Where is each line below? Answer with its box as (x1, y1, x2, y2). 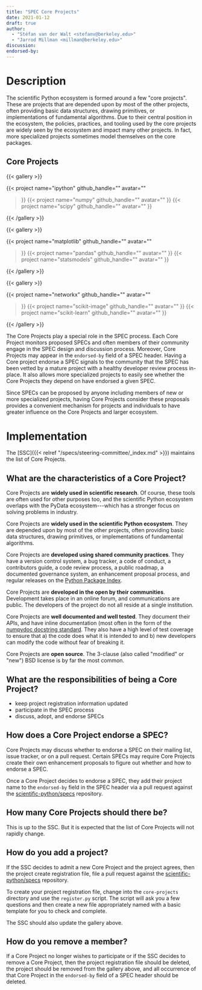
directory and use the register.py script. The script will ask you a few (6, 895, 180, 902)
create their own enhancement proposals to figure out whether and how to (6, 759, 192, 766)
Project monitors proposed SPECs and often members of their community (6, 339, 189, 346)
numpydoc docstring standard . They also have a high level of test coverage (6, 626, 194, 633)
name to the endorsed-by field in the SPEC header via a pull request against (6, 783, 193, 791)
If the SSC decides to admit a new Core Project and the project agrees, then (6, 863, 195, 870)
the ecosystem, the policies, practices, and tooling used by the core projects (6, 120, 197, 127)
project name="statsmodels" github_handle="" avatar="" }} (21, 256, 169, 263)
